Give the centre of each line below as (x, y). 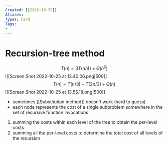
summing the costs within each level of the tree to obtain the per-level (85, 122)
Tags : (11, 24)
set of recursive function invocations (50, 112)
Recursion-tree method (55, 54)
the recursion (26, 138)
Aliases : (14, 15)
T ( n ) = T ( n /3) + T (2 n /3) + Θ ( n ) (84, 84)
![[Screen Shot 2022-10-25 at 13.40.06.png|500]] (56, 76)
